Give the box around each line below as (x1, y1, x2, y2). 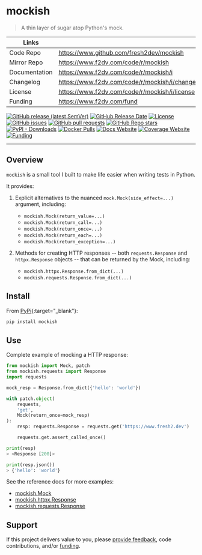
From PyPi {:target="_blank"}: (6, 307, 78, 314)
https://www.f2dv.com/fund (58, 97, 138, 106)
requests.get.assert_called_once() (17, 434, 106, 440)
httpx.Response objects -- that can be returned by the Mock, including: (14, 255, 191, 262)
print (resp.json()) (6, 461, 55, 468)
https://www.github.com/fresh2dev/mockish (58, 48, 185, 56)
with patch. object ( (6, 395, 55, 402)
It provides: (6, 182, 34, 190)
